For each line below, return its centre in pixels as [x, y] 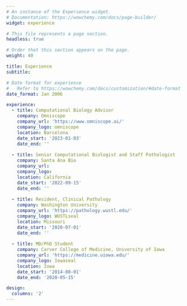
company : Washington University [57, 205]
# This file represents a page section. [58, 34]
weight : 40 [20, 56]
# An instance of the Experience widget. [59, 12]
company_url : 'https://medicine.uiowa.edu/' [73, 255]
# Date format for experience [44, 83]
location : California [44, 177]
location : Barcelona [43, 132]
